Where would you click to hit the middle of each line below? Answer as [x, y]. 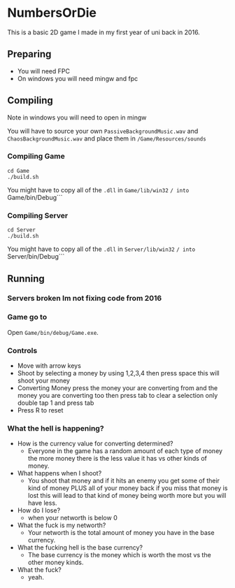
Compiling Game [36, 157]
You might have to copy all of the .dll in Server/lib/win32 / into [101, 249]
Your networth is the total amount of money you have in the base [121, 533]
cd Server [22, 230]
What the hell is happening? [56, 428]
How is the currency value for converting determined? [95, 444]
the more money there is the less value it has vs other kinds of [117, 459]
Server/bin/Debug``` [36, 257]
